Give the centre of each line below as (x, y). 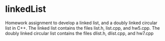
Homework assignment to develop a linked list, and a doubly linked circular (81, 23)
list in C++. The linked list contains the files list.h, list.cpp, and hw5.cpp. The (82, 28)
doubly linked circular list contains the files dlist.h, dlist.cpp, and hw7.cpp (80, 33)
